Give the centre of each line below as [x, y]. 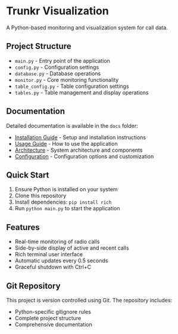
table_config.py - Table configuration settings [72, 86]
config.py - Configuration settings [57, 67]
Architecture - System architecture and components [79, 150]
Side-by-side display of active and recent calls [72, 248]
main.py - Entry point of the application [62, 60]
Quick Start [28, 175]
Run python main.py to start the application [67, 209]
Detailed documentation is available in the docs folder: [72, 125]
